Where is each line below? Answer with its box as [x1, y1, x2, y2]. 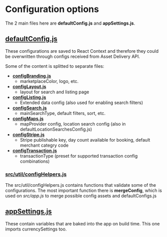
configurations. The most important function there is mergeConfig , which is [5, 187, 162, 194]
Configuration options [5, 4, 99, 15]
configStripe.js [12, 132, 45, 138]
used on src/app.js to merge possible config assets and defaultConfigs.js [5, 193, 157, 199]
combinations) [20, 158, 50, 164]
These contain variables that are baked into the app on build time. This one [5, 220, 160, 226]
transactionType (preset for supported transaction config [20, 153, 138, 159]
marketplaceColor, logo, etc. [20, 78, 79, 84]
